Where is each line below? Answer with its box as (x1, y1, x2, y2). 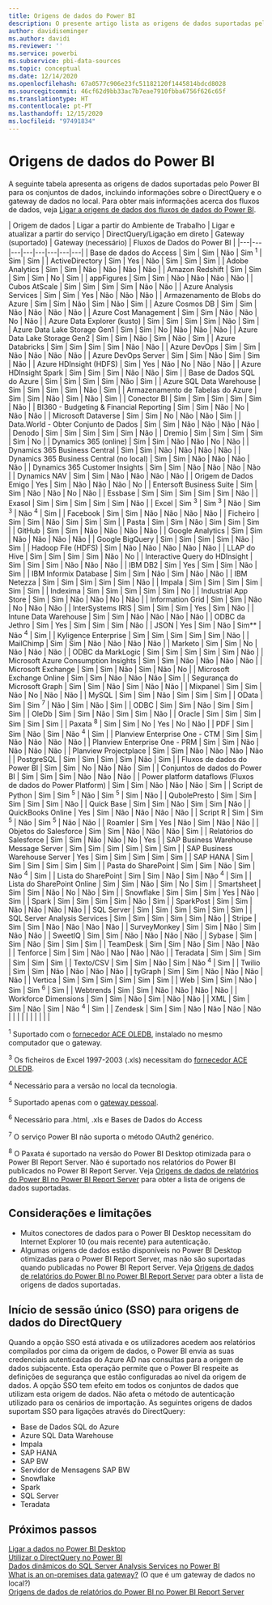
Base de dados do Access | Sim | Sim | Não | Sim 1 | (90, 246, 262, 258)
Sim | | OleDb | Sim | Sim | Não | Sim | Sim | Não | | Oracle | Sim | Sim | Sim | (8, 709, 261, 719)
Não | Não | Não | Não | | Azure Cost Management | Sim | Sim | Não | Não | (8, 308, 257, 317)
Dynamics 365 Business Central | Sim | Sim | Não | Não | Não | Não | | (8, 445, 241, 455)
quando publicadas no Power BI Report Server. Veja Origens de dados (19, 1262, 254, 1272)
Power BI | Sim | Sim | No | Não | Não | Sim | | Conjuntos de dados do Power (8, 763, 262, 773)
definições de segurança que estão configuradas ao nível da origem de (8, 1372, 247, 1381)
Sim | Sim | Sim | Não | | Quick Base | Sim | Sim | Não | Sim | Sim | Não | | (8, 799, 251, 809)
